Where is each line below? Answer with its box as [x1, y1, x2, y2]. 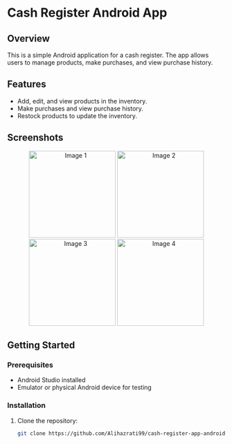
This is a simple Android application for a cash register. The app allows [7, 51, 209, 59]
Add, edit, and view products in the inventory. [17, 97, 148, 105]
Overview [7, 33, 51, 44]
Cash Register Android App [7, 5, 168, 21]
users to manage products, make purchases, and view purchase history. [7, 58, 213, 67]
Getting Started [7, 339, 75, 352]
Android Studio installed [17, 376, 86, 384]
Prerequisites [7, 360, 53, 370]
